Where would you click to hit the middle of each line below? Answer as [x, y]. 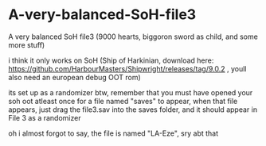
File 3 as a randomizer [45, 117]
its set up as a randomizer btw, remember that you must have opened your [131, 92]
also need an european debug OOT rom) [74, 77]
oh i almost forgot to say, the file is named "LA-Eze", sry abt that [113, 133]
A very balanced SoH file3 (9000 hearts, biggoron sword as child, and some [133, 36]
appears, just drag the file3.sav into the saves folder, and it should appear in [133, 109]
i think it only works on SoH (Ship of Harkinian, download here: [111, 60]
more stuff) [27, 44]
